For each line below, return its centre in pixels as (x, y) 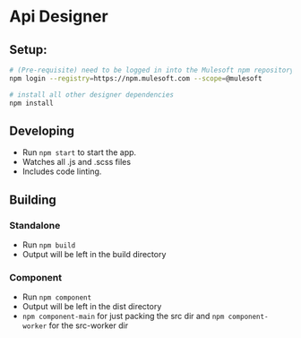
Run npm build (49, 245)
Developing (42, 130)
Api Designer (59, 17)
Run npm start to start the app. (79, 152)
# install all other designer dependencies (92, 95)
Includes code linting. (62, 171)
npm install (31, 103)
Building (33, 199)
